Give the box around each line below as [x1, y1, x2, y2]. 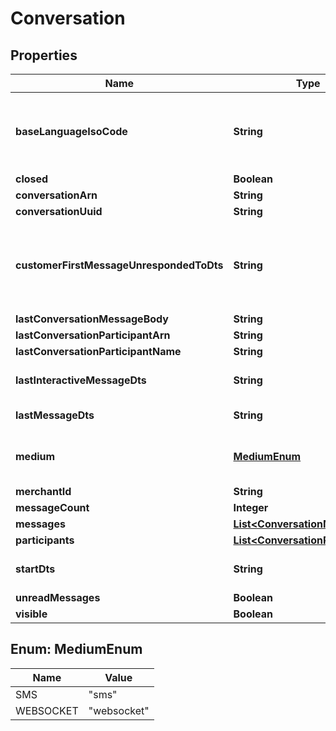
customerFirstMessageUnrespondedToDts [15, 258, 224, 272]
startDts [15, 562, 56, 576]
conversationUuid [15, 205, 103, 218]
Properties [10, 47, 78, 64]
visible [15, 607, 48, 621]
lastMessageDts [15, 408, 95, 422]
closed [15, 172, 49, 186]
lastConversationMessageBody [15, 312, 169, 326]
